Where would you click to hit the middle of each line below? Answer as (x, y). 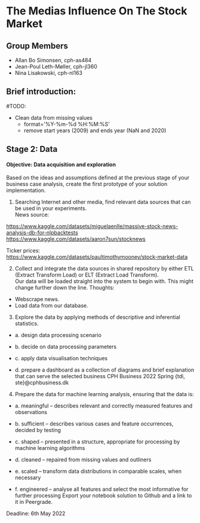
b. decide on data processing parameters (66, 347)
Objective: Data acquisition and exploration (61, 164)
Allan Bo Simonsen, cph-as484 (53, 60)
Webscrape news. (37, 299)
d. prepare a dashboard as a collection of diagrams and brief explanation (104, 370)
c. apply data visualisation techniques (61, 358)
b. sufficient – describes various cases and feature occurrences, (94, 424)
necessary (28, 478)
